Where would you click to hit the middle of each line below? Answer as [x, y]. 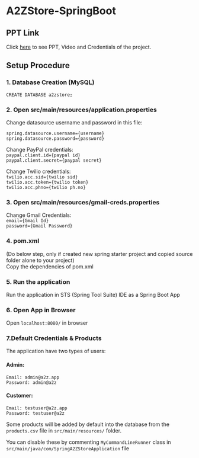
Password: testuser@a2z [36, 413]
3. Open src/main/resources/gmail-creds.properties [83, 202]
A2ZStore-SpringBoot [61, 11]
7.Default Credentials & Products [54, 338]
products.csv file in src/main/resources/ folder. [64, 430]
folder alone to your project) [41, 260]
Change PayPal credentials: [40, 149]
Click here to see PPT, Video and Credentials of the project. [79, 47]
